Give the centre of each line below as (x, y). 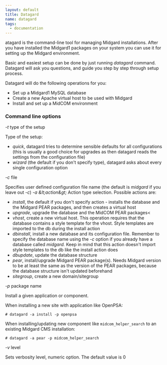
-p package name (23, 286)
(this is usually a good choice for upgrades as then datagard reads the (84, 152)
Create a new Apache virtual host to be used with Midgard (72, 98)
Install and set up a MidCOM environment (55, 103)
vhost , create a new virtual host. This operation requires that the (78, 218)
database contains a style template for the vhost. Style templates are (83, 223)
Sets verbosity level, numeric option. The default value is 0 (66, 357)
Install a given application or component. (47, 296)
